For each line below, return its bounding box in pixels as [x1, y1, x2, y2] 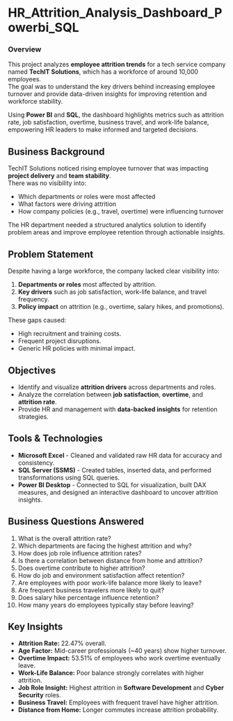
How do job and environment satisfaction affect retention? [17, 571, 185, 579]
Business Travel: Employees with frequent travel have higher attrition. [17, 698, 219, 707]
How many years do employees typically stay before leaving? [17, 601, 194, 609]
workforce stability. [8, 97, 63, 106]
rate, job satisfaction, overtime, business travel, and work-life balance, [8, 118, 209, 127]
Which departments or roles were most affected [17, 193, 156, 201]
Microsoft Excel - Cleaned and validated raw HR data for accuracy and [17, 451, 222, 459]
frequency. [17, 295, 49, 303]
